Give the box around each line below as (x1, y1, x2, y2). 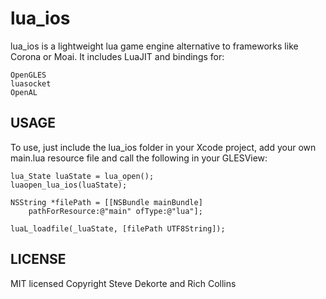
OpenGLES (10, 70, 47, 80)
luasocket (10, 78, 52, 89)
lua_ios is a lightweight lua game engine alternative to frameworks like (10, 40, 299, 52)
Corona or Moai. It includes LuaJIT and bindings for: (10, 50, 225, 62)
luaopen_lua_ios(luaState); (10, 180, 128, 190)
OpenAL (10, 87, 38, 97)
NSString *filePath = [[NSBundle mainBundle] (10, 197, 203, 207)
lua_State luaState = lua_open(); (10, 171, 155, 181)
